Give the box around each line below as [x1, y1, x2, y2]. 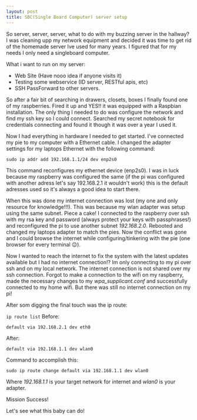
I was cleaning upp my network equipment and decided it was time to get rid [6, 37, 192, 44]
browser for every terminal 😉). [6, 241, 81, 248]
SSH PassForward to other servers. [14, 84, 100, 91]
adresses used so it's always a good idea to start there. [6, 185, 140, 192]
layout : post [6, 8, 38, 15]
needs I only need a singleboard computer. [6, 49, 110, 56]
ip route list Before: [6, 313, 60, 320]
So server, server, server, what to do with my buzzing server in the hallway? [6, 30, 190, 37]
